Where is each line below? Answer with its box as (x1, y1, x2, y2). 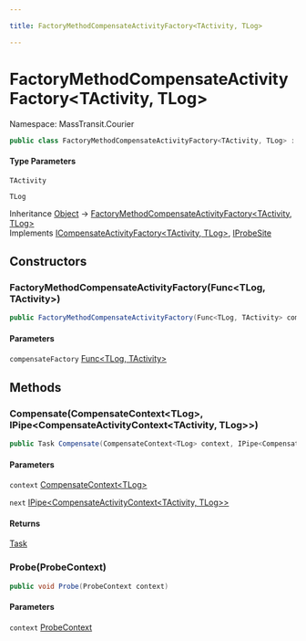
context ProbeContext (9, 622, 93, 633)
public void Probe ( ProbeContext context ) (9, 582, 169, 591)
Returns (9, 518, 41, 529)
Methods (9, 380, 62, 395)
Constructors (9, 254, 87, 269)
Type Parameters (9, 156, 76, 167)
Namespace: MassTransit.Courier (9, 118, 135, 129)
